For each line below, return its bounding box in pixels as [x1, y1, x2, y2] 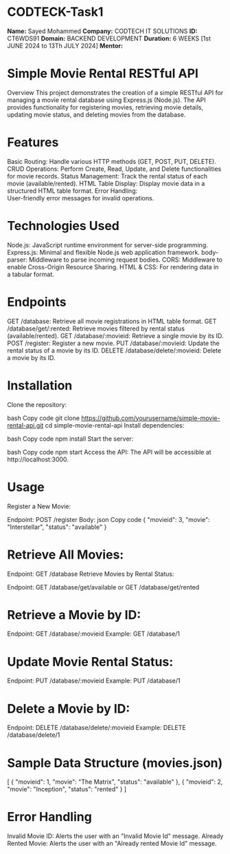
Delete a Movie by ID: [7, 700, 130, 716]
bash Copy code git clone [7, 414, 80, 422]
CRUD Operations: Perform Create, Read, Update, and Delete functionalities [7, 165, 222, 173]
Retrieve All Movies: [7, 547, 124, 562]
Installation [7, 377, 73, 393]
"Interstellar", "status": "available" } [7, 523, 107, 531]
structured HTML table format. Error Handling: [7, 187, 138, 195]
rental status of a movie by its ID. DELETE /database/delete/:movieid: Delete [7, 346, 222, 355]
